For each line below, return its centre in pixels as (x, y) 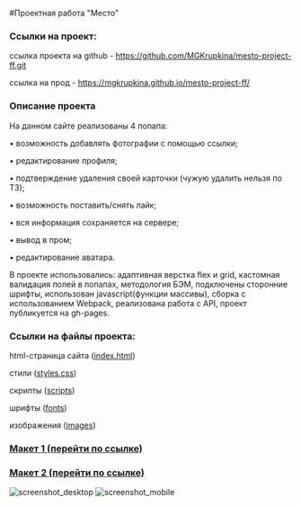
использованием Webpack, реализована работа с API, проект (128, 303)
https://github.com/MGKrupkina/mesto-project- (204, 56)
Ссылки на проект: (53, 36)
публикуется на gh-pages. (59, 313)
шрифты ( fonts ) (38, 407)
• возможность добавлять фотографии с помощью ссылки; (124, 143)
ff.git (18, 66)
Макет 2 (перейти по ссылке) (77, 473)
